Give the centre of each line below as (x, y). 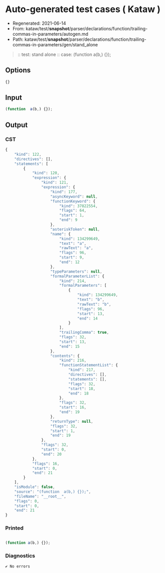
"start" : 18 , (82, 389)
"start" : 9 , (72, 258)
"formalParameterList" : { (77, 276)
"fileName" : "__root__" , (40, 496)
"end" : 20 (51, 454)
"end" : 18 (78, 393)
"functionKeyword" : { (73, 201)
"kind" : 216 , (73, 361)
